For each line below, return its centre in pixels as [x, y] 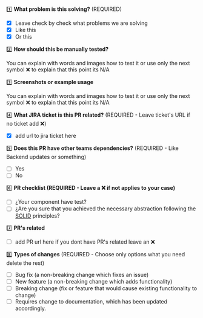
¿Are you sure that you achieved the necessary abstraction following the [105, 209]
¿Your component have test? [51, 202]
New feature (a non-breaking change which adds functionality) [94, 281]
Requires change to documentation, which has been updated [91, 301]
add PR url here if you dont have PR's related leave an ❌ [85, 242]
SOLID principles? [37, 216]
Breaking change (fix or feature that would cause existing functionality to [106, 288]
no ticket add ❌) [26, 124]
